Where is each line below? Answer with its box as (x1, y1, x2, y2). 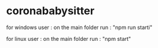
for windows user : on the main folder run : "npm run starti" (6, 24, 153, 31)
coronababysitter (6, 4, 95, 18)
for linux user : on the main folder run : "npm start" (6, 35, 131, 42)
